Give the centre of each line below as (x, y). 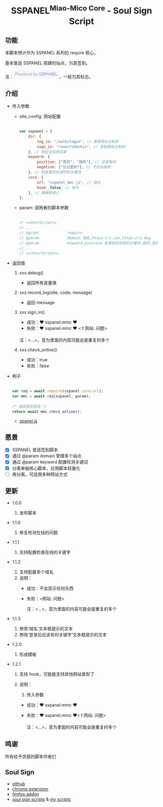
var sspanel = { (36, 131)
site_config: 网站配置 (40, 116)
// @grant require (51, 233)
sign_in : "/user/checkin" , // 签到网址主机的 (81, 146)
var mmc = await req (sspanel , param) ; (51, 396)
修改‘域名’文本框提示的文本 (46, 629)
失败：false (38, 366)
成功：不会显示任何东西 (50, 588)
